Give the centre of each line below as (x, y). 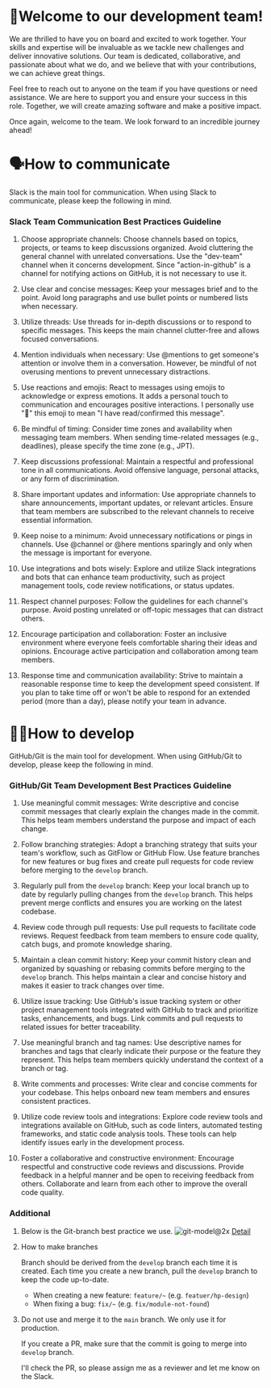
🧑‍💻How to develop (72, 734)
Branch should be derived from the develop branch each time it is (129, 1262)
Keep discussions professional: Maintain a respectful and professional (137, 462)
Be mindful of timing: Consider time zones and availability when (127, 429)
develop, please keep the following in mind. (81, 765)
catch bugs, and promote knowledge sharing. (96, 944)
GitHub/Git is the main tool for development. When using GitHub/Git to (126, 756)
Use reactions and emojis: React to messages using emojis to (123, 387)
